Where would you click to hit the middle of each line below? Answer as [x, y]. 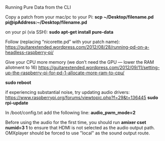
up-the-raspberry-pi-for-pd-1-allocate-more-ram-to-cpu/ [65, 73]
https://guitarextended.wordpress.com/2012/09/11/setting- [99, 67]
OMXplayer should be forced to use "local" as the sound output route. [77, 133]
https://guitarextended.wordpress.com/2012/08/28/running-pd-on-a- [77, 47]
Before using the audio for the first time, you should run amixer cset [76, 122]
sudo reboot [18, 83]
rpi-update [17, 103]
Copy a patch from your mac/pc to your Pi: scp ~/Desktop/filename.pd [79, 17]
